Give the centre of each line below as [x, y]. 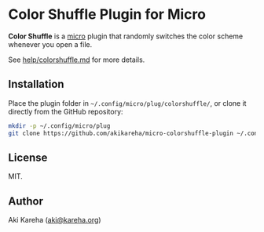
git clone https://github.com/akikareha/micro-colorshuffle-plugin [121, 133]
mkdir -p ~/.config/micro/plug [59, 126]
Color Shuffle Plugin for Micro [107, 14]
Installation [36, 84]
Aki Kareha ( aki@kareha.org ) [55, 220]
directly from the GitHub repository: [66, 111]
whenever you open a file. [50, 44]
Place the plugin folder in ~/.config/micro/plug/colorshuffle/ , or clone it [127, 103]
